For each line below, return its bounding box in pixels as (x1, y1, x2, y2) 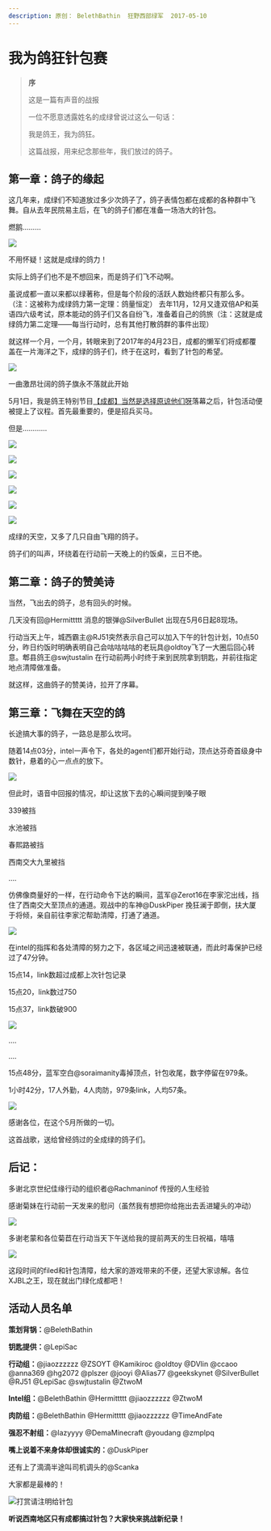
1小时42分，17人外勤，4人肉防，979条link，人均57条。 (8, 1085, 191, 1094)
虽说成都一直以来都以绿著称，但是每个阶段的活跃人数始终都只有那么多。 (8, 289, 248, 299)
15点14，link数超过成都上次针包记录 (8, 970, 127, 979)
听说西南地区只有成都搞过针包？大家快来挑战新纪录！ (8, 1513, 186, 1523)
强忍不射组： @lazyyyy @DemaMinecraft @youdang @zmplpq (8, 1427, 215, 1437)
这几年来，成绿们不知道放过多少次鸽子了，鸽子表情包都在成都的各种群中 (8, 195, 248, 205)
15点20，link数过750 (8, 988, 77, 996)
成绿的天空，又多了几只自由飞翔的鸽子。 (8, 531, 143, 542)
